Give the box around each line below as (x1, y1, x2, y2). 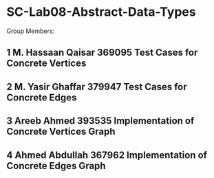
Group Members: (6, 27, 55, 35)
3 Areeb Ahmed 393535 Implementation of (6, 115, 195, 127)
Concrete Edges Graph (6, 159, 106, 172)
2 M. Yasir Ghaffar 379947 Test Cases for (6, 80, 187, 93)
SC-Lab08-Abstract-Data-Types (6, 4, 197, 20)
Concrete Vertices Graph (6, 126, 116, 137)
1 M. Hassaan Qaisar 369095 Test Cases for (6, 47, 198, 58)
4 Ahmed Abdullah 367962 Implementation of (6, 149, 208, 161)
